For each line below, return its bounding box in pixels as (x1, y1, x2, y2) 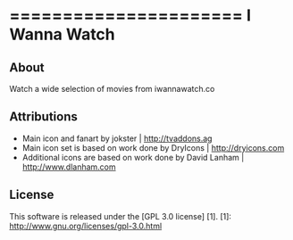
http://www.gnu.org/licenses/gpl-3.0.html (9, 220, 163, 231)
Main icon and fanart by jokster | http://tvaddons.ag (21, 133, 213, 144)
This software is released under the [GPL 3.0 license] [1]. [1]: (9, 211, 232, 221)
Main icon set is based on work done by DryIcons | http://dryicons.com (21, 142, 285, 153)
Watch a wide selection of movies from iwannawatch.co (9, 84, 215, 94)
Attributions (9, 109, 79, 125)
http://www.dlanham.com (21, 161, 116, 172)
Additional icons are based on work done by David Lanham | (21, 152, 245, 162)
